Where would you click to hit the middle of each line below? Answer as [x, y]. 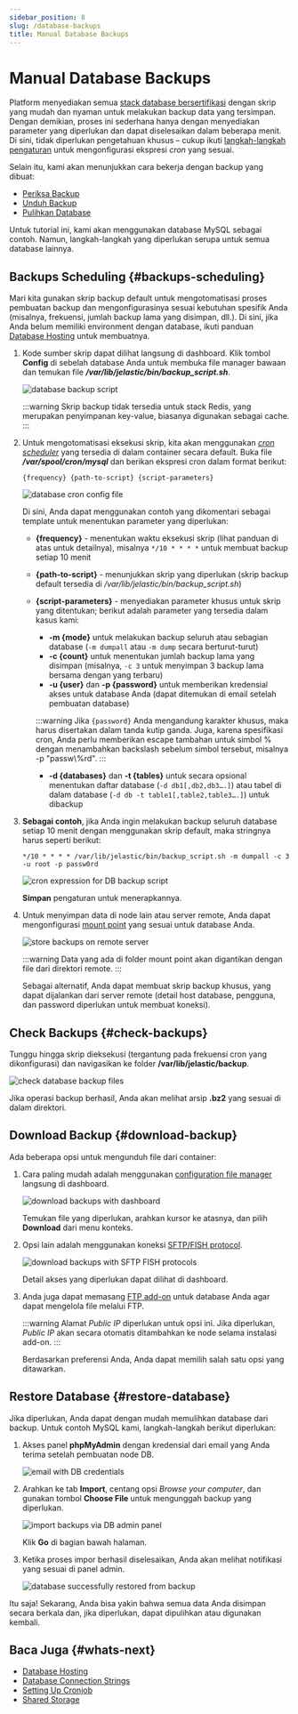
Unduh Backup [49, 203]
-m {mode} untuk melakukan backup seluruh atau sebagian [158, 638]
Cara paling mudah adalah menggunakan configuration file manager [147, 1174]
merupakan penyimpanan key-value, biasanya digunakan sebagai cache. [156, 416]
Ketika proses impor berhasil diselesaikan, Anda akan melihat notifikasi [152, 1559]
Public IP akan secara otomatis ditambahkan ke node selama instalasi [149, 1332]
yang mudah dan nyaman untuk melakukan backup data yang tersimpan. [142, 112]
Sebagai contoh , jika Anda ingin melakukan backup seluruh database [149, 821]
